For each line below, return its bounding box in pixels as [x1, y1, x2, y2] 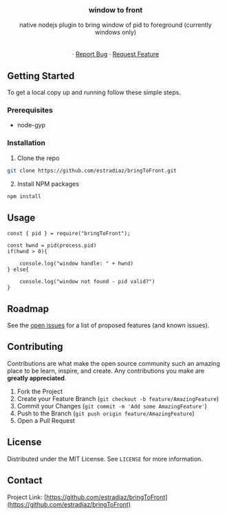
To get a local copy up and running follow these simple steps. [7, 88, 181, 97]
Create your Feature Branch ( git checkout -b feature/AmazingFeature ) [17, 394, 219, 403]
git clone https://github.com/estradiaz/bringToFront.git [7, 167, 177, 174]
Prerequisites [7, 105, 53, 115]
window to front [88, 5, 143, 14]
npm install [7, 193, 41, 200]
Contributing [7, 341, 63, 353]
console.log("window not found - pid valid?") [19, 278, 155, 285]
